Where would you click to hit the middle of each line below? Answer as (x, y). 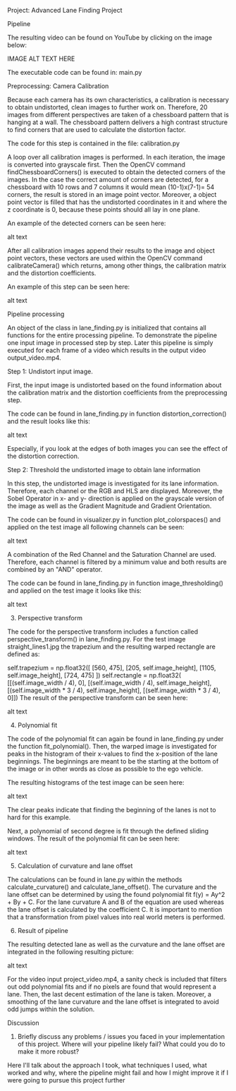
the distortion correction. (43, 456)
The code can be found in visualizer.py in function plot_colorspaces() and (114, 519)
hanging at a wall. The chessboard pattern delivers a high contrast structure (118, 122)
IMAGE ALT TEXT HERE (41, 59)
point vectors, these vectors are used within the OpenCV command (105, 258)
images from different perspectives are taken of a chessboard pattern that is (118, 115)
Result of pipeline (43, 930)
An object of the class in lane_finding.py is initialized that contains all (107, 328)
